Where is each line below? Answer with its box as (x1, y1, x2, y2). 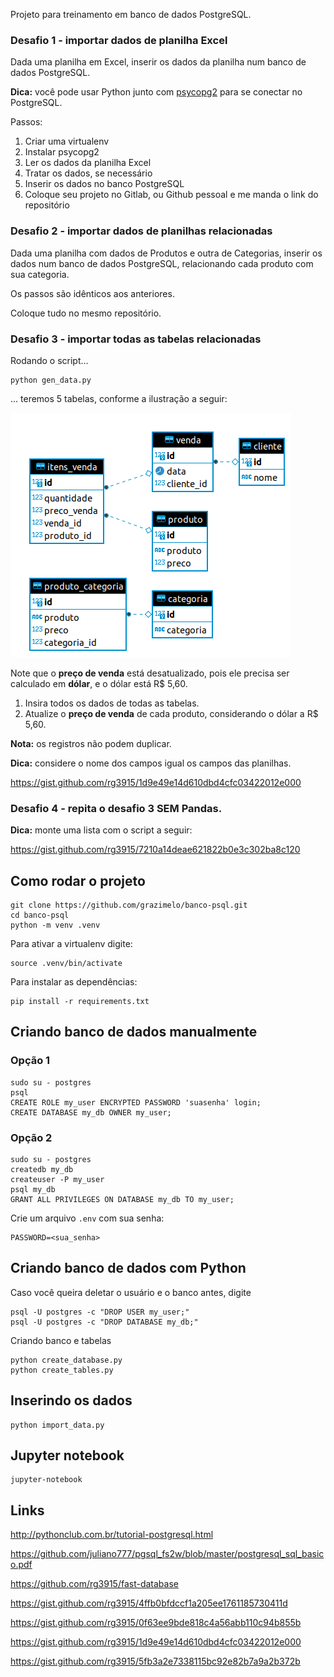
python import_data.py (10, 1420, 105, 1430)
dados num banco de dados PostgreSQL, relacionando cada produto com (10, 257, 314, 269)
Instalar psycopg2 (24, 146, 100, 158)
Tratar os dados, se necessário (24, 167, 153, 179)
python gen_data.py (10, 375, 92, 385)
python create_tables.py (10, 1365, 114, 1375)
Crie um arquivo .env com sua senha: (10, 1212, 165, 1224)
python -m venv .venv (10, 920, 101, 930)
